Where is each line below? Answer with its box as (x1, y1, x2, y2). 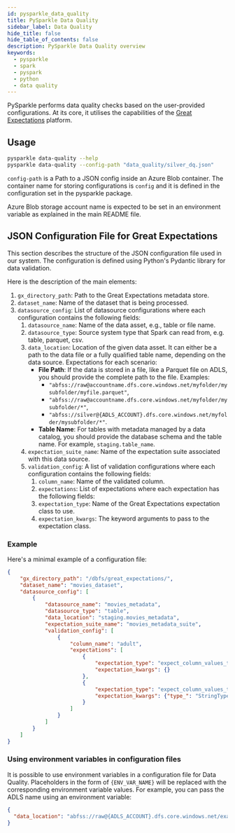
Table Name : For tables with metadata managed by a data (38, 425, 206, 433)
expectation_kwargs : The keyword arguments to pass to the (38, 514, 210, 523)
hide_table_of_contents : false (7, 36, 99, 43)
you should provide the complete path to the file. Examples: (38, 373, 210, 381)
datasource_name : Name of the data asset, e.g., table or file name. (27, 320, 216, 329)
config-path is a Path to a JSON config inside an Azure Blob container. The (7, 174, 224, 182)
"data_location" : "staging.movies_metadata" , (44, 614, 180, 621)
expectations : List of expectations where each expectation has (38, 484, 220, 493)
